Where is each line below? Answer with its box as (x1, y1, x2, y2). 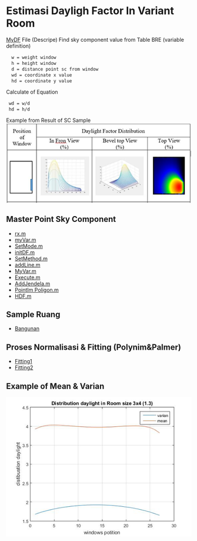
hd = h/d (8, 106, 31, 112)
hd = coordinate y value (11, 78, 72, 84)
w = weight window (11, 54, 57, 60)
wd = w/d (8, 100, 31, 107)
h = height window (11, 60, 57, 66)
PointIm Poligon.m (14, 286, 59, 293)
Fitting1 (14, 358, 32, 365)
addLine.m (14, 261, 41, 268)
